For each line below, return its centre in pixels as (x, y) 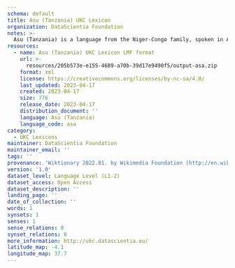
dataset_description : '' (43, 189)
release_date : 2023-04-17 (58, 105)
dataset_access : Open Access (50, 182)
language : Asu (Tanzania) (58, 117)
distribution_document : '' (59, 111)
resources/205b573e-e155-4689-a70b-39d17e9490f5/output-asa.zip (121, 66)
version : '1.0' (29, 169)
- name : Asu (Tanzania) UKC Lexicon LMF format (84, 53)
